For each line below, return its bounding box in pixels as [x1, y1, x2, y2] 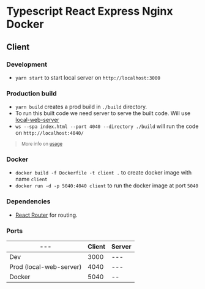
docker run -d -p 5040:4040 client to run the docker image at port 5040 [15, 182, 199, 189]
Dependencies [6, 197, 51, 206]
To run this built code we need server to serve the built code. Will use [15, 110, 191, 117]
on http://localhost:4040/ [15, 129, 84, 137]
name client [15, 176, 48, 183]
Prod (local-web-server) [9, 263, 82, 271]
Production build [6, 89, 57, 97]
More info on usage [21, 141, 63, 148]
